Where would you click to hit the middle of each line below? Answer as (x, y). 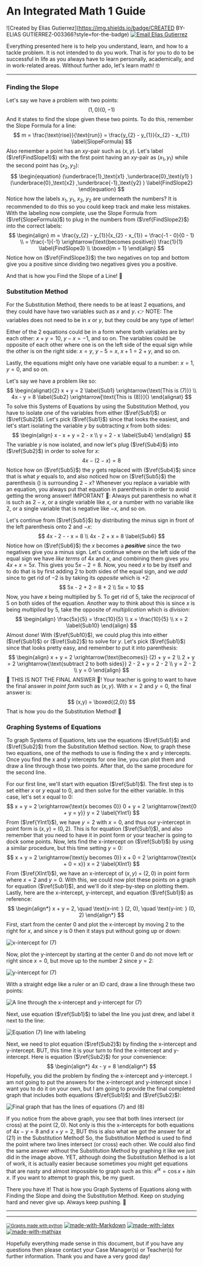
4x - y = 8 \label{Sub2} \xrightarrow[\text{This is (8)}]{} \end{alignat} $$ (101, 397)
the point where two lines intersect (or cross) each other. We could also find (101, 1144)
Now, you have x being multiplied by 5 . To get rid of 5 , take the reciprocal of (101, 596)
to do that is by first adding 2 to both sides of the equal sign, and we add (97, 571)
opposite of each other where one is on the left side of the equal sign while (100, 345)
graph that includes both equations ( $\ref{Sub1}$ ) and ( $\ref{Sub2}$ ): (94, 1095)
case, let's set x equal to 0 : (40, 797)
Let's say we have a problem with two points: (63, 101)
